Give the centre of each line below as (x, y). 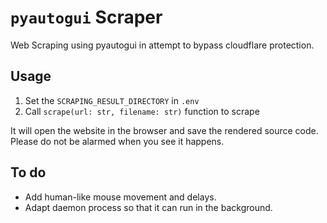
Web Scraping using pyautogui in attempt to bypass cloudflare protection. (162, 45)
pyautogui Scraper (86, 17)
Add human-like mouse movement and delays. (120, 197)
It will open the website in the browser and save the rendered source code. (164, 130)
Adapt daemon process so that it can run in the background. (148, 207)
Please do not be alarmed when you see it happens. (117, 141)
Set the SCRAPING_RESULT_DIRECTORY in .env (112, 100)
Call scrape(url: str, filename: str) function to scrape (142, 111)
